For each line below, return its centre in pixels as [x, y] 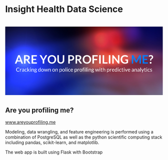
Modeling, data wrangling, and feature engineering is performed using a [79, 132]
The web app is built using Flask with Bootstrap [54, 152]
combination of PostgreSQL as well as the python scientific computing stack [84, 137]
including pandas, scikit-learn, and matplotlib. [52, 142]
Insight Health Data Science [64, 9]
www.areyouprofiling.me [30, 122]
